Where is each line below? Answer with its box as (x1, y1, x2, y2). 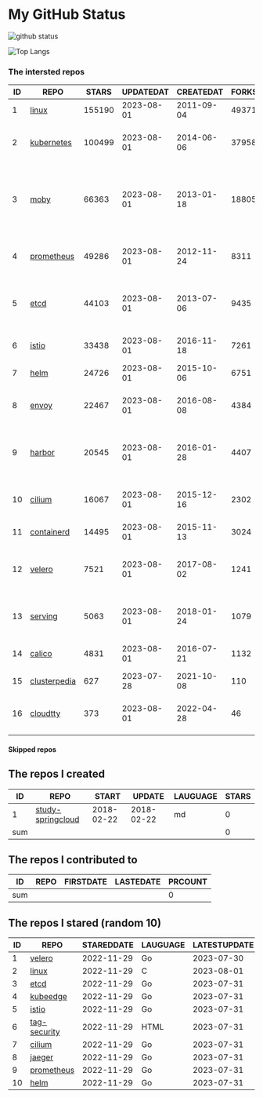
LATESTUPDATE (193, 939, 254, 950)
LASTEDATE (114, 877, 161, 888)
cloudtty (30, 708, 61, 719)
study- (34, 804, 62, 815)
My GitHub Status (8, 5, 126, 24)
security (30, 1027, 60, 1038)
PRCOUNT (168, 877, 208, 888)
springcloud (34, 814, 80, 825)
